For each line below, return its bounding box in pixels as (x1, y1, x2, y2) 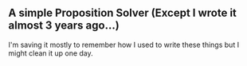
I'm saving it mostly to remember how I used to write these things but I (8, 40, 240, 49)
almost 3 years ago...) (8, 19, 120, 33)
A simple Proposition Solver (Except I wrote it (8, 6, 237, 20)
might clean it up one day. (8, 48, 93, 58)
